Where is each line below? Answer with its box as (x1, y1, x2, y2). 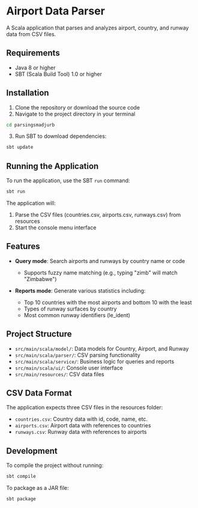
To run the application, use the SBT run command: (6, 177, 130, 184)
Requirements (6, 48, 60, 58)
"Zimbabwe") (23, 275, 57, 282)
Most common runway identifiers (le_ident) (23, 311, 131, 318)
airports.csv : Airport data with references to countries (14, 422, 151, 429)
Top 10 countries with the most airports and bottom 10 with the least (23, 299, 192, 306)
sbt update (6, 144, 34, 150)
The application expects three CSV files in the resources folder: (6, 404, 163, 411)
